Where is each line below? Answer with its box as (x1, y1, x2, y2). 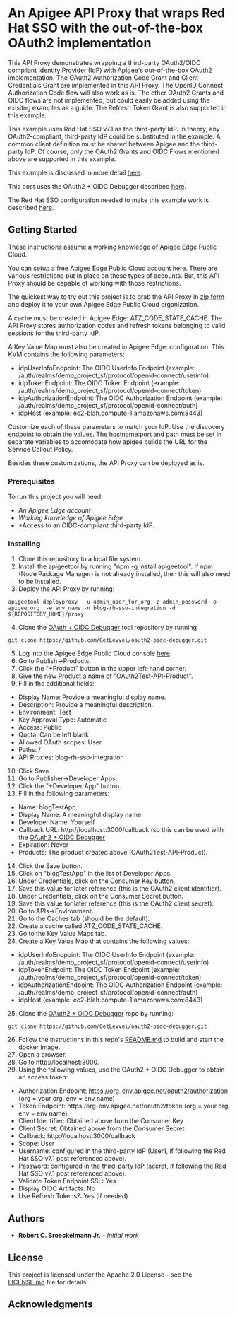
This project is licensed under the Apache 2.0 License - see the (8, 1270, 193, 1279)
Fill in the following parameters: (18, 790, 110, 798)
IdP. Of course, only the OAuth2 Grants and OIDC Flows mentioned (25, 147, 219, 156)
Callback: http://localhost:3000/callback (18, 1132, 136, 1140)
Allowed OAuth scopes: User (18, 738, 102, 747)
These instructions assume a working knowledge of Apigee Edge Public (8, 242, 217, 251)
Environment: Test (18, 708, 71, 717)
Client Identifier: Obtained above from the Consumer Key (18, 1117, 184, 1125)
